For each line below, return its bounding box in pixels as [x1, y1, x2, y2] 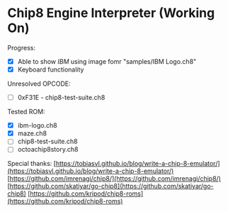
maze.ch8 [17, 129, 47, 138]
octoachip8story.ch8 [17, 145, 79, 154]
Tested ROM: [7, 108, 46, 116]
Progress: [7, 43, 35, 52]
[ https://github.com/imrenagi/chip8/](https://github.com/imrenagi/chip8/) [7, 174, 222, 183]
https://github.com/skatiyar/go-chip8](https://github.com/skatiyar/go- [9, 182, 214, 191]
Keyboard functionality [17, 65, 84, 74]
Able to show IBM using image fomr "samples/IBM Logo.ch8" [17, 57, 197, 65]
